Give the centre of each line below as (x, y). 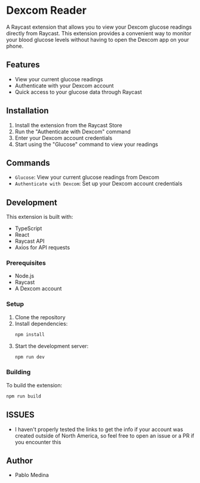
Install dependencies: (41, 323)
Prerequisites (26, 263)
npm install (30, 334)
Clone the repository (40, 317)
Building (19, 372)
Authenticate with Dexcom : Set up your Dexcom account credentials (99, 184)
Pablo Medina (32, 475)
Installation (27, 111)
